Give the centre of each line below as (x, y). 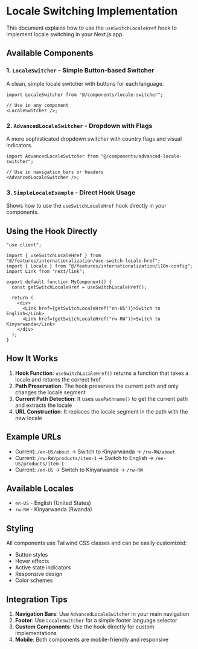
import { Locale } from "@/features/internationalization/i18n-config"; (100, 266)
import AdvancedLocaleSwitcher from (52, 156)
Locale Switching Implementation (92, 11)
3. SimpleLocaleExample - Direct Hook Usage (71, 193)
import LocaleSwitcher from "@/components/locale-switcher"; (85, 95)
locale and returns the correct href (58, 379)
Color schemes (34, 580)
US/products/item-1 (40, 464)
